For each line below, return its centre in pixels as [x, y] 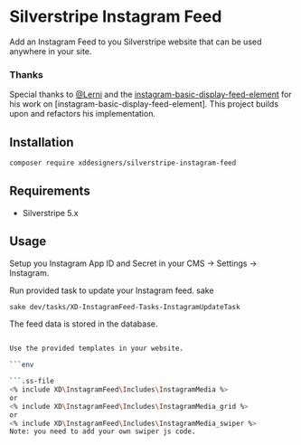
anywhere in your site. [51, 51]
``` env [22, 365]
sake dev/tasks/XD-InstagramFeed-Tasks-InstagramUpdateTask [125, 307]
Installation [42, 142]
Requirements [50, 191]
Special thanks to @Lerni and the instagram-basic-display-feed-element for [150, 95]
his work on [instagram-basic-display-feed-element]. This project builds [144, 104]
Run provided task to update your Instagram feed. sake [112, 290]
